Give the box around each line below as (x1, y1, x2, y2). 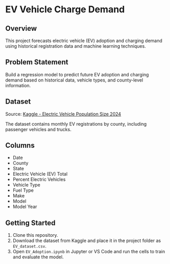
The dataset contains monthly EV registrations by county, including (5, 120, 147, 127)
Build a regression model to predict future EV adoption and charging (5, 71, 150, 77)
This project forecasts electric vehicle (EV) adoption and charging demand (5, 37, 163, 44)
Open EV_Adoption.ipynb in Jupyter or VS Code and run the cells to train (12, 249, 165, 255)
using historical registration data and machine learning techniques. (5, 43, 146, 49)
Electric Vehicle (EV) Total (12, 171, 68, 177)
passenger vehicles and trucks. (5, 126, 72, 132)
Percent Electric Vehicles (12, 176, 66, 182)
